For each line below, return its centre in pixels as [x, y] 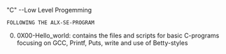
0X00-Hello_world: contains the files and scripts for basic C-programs [118, 35]
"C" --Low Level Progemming [49, 10]
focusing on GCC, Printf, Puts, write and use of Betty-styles [102, 43]
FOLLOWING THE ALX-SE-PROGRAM [51, 23]
